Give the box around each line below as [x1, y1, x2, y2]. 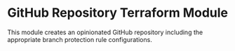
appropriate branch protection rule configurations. [7, 35, 152, 43]
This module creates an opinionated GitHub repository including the [7, 28, 203, 36]
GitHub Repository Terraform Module [7, 5, 229, 21]
